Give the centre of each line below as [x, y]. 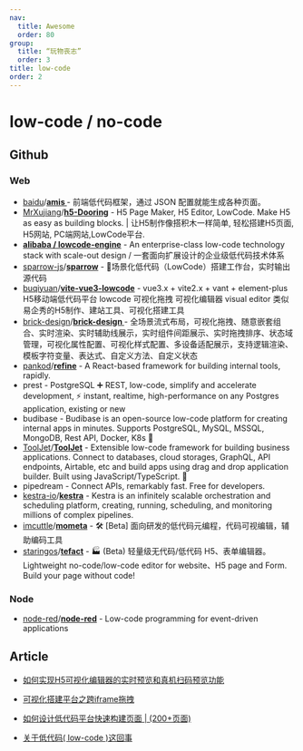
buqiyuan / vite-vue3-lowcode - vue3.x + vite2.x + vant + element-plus [155, 288]
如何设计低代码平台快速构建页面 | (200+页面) [107, 718]
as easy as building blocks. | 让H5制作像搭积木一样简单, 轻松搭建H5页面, [158, 222]
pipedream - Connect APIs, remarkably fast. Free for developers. [144, 485]
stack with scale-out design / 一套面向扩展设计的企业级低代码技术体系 [153, 255]
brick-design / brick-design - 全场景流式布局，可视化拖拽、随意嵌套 [148, 321]
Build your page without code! [79, 575]
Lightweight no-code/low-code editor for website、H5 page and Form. [155, 565]
